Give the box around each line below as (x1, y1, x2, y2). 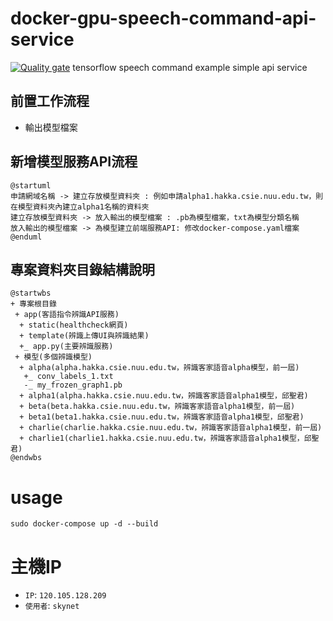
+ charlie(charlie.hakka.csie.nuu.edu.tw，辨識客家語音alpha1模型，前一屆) (19, 423, 323, 433)
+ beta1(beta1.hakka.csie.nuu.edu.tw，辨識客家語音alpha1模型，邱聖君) (19, 412, 305, 422)
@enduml (10, 232, 43, 242)
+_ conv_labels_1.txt (23, 372, 114, 382)
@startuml (10, 180, 52, 191)
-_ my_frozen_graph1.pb (23, 380, 123, 391)
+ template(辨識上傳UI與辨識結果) (19, 331, 150, 341)
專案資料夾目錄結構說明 (10, 261, 155, 278)
